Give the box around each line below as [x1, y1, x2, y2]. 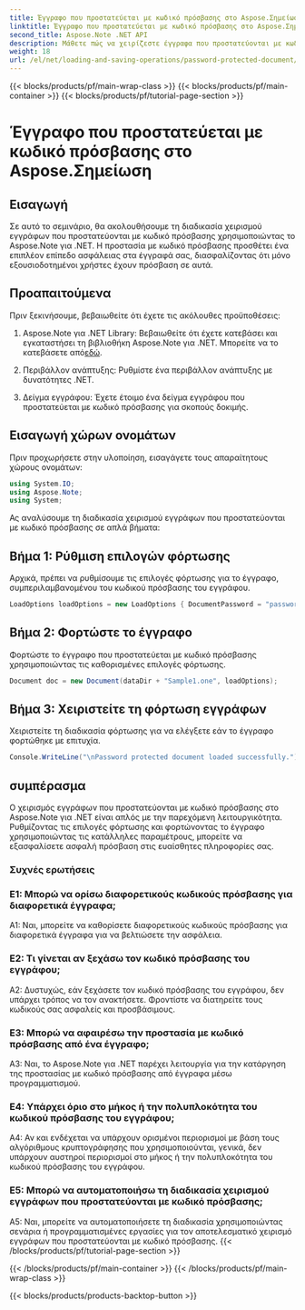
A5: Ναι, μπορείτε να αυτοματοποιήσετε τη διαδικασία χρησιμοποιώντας [9, 1215, 283, 1227]
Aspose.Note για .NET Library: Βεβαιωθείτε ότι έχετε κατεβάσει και [22, 327, 279, 338]
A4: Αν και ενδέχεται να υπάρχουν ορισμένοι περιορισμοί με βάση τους [9, 1133, 280, 1144]
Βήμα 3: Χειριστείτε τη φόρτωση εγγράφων [9, 702, 267, 717]
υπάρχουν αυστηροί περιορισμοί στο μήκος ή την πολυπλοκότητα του [9, 1152, 273, 1163]
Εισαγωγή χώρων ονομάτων [9, 428, 177, 444]
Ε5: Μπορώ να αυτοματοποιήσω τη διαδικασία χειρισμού [9, 1184, 270, 1196]
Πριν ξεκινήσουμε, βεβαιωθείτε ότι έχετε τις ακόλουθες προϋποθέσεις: [9, 310, 281, 321]
